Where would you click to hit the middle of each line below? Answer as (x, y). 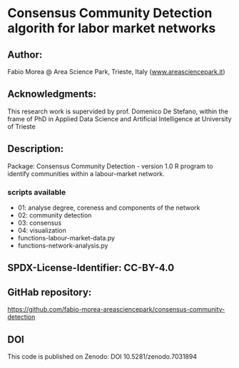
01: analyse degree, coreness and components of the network (109, 208)
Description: (36, 149)
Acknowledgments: (52, 94)
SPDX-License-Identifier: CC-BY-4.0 (91, 268)
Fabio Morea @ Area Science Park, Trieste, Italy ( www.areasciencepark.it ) (117, 72)
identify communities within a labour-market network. (86, 173)
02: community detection (55, 215)
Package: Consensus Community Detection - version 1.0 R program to (110, 166)
